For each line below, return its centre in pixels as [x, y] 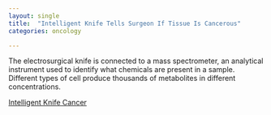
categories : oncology [45, 31]
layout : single [34, 16]
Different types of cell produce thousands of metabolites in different [122, 79]
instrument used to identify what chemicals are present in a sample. [122, 70]
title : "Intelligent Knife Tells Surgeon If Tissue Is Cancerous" [125, 23]
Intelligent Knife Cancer [48, 103]
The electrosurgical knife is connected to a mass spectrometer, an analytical [136, 61]
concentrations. [34, 87]
